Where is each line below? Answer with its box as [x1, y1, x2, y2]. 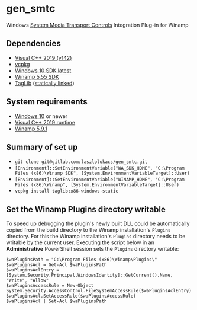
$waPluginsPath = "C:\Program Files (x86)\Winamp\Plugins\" [6, 257, 158, 263]
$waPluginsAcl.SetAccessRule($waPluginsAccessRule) [6, 293, 136, 299]
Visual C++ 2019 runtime [14, 119, 76, 126]
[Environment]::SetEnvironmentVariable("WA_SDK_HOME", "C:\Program [14, 165, 185, 171]
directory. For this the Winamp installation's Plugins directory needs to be [6, 233, 186, 240]
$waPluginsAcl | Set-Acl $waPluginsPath [6, 298, 108, 304]
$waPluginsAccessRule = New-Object [6, 283, 94, 289]
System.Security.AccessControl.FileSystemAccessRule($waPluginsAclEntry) [6, 288, 192, 294]
